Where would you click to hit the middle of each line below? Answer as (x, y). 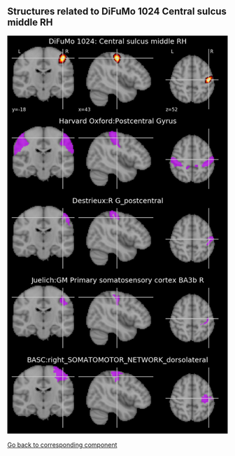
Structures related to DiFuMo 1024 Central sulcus (117, 12)
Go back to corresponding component (62, 445)
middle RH (30, 23)
